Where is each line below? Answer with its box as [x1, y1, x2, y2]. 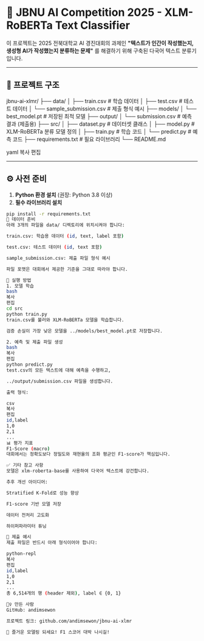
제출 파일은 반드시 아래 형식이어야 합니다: [6, 540, 98, 546]
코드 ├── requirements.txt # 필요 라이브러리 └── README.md [12, 135, 166, 143]
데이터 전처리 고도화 [6, 512, 50, 518]
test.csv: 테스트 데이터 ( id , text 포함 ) [6, 244, 103, 251]
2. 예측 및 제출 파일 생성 [6, 338, 63, 345]
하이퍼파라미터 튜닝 [6, 523, 47, 529]
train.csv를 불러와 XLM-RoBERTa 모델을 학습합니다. [6, 317, 124, 323]
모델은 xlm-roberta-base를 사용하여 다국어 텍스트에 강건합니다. [6, 468, 150, 474]
